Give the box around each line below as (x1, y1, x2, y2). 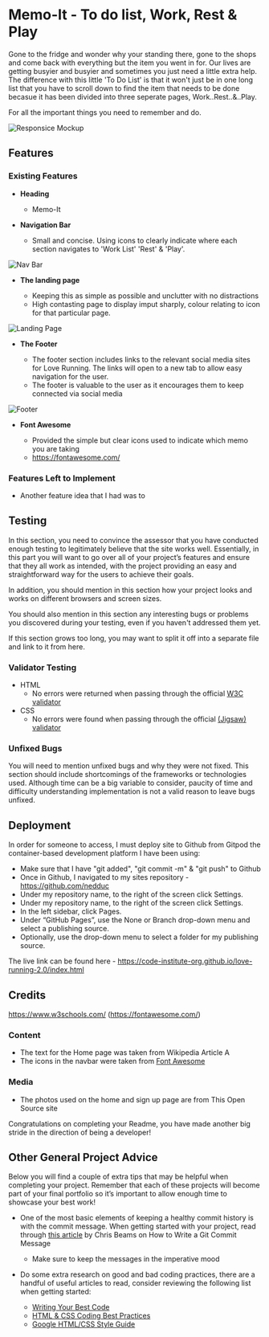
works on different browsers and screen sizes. (8, 593, 162, 603)
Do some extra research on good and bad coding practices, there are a (19, 1270, 255, 1279)
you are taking (31, 444, 80, 453)
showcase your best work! (8, 1197, 96, 1207)
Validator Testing (8, 661, 77, 673)
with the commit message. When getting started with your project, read (19, 1221, 257, 1231)
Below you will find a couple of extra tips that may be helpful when (8, 1171, 229, 1182)
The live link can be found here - (8, 956, 116, 966)
